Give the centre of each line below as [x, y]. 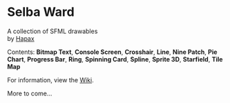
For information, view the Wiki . [51, 79]
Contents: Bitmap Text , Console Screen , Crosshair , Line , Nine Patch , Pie [112, 52]
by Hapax [21, 38]
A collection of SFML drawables [52, 31]
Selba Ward [41, 12]
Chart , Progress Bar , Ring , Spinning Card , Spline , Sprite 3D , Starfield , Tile [115, 59]
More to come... [30, 93]
